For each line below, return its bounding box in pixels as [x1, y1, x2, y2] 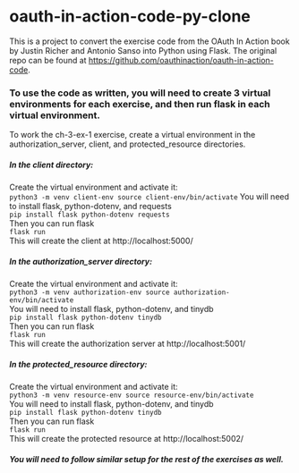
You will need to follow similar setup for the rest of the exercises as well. [9, 453, 284, 464]
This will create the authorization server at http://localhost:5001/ [9, 338, 246, 350]
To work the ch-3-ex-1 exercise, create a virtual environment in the [9, 130, 256, 140]
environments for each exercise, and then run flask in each [9, 97, 270, 110]
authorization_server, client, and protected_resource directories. [9, 139, 246, 149]
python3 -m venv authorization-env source [9, 288, 170, 297]
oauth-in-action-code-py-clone [9, 6, 251, 27]
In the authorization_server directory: [9, 256, 153, 266]
